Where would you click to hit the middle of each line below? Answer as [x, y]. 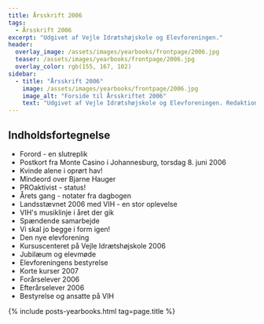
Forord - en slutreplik [53, 153]
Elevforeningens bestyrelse [64, 262]
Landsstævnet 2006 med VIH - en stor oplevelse [99, 204]
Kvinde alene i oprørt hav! [61, 171]
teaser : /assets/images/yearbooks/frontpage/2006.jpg [105, 60]
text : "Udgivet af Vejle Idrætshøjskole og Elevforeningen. [123, 103]
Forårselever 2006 [49, 279]
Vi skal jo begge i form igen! [65, 229]
